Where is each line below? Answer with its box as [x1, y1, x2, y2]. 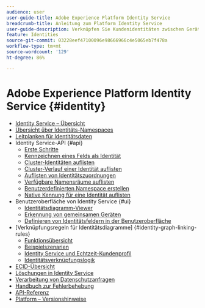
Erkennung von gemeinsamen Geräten [24, 211, 121, 218]
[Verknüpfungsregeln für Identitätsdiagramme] [15, 223, 133, 231]
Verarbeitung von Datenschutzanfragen [15, 276, 115, 283]
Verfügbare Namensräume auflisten [24, 178, 115, 186]
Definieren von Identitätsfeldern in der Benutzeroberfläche [24, 217, 171, 224]
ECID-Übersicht [15, 263, 55, 270]
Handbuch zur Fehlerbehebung [15, 282, 95, 290]
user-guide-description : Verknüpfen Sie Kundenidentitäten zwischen [6, 26, 184, 32]
